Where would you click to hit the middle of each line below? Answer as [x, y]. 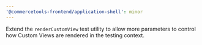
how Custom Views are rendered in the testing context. [75, 35]
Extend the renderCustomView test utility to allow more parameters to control [101, 29]
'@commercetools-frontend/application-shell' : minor [74, 12]
